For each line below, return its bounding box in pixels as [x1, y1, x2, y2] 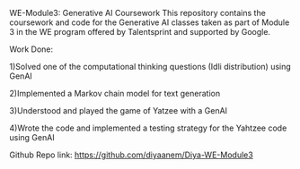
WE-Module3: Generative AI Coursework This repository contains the [9, 8, 267, 18]
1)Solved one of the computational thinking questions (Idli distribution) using [9, 62, 292, 72]
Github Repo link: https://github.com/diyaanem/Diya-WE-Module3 [9, 149, 253, 160]
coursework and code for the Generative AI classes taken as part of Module [9, 17, 290, 28]
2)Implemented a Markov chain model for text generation [9, 89, 221, 98]
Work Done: [9, 44, 54, 55]
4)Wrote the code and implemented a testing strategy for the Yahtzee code [9, 123, 287, 133]
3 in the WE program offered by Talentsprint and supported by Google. [9, 27, 271, 37]
